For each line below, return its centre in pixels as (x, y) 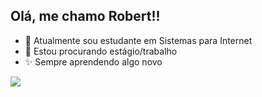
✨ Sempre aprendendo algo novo (93, 61)
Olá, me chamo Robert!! (85, 16)
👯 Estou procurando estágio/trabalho (101, 51)
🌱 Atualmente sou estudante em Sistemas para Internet (138, 40)
